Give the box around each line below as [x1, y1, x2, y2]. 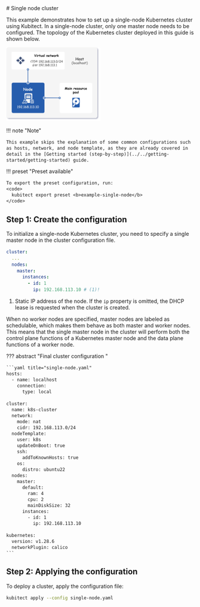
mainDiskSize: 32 [27, 503, 70, 509]
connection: [17, 383, 47, 389]
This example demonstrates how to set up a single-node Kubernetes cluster [6, 16, 193, 23]
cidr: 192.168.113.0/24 [17, 425, 76, 431]
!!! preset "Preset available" [6, 168, 73, 175]
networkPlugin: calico [11, 545, 68, 551]
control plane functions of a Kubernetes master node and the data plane [6, 335, 184, 342]
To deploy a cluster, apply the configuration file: [6, 582, 124, 590]
